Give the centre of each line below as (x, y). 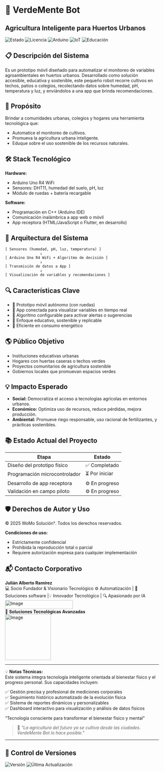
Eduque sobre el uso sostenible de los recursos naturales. (71, 143)
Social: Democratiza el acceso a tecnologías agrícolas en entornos (80, 398)
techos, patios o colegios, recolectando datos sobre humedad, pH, (72, 86)
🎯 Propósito (23, 106)
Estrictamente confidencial (39, 542)
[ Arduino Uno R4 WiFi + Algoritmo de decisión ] (57, 258)
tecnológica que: (22, 123)
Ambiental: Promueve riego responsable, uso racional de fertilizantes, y (84, 419)
